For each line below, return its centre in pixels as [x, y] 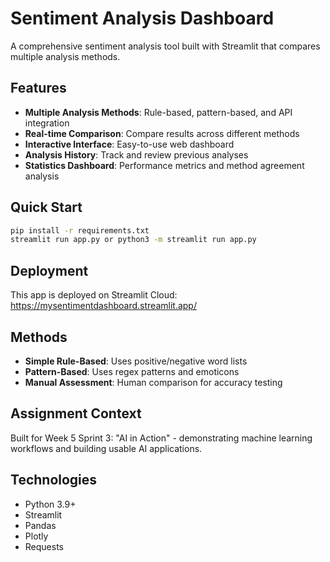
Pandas [40, 525]
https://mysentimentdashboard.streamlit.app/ [103, 306]
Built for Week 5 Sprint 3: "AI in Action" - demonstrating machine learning [161, 438]
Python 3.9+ [50, 504]
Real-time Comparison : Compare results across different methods [162, 133]
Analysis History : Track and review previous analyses [136, 154]
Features [38, 88]
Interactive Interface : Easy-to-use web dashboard [129, 144]
